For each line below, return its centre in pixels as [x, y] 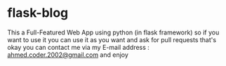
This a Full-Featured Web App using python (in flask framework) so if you [113, 32]
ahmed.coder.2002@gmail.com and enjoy [68, 55]
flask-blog [38, 13]
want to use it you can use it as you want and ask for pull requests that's [112, 39]
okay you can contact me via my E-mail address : [78, 47]
